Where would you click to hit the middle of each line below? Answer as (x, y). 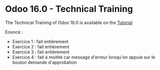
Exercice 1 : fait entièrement (40, 41)
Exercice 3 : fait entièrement (41, 52)
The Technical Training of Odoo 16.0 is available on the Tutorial (69, 23)
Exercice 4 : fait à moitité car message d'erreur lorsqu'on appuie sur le (84, 57)
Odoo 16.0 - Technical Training (69, 9)
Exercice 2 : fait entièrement (41, 47)
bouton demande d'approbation (45, 62)
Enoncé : (14, 32)
